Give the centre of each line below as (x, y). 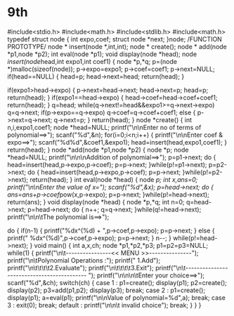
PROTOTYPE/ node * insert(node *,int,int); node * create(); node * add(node (117, 46)
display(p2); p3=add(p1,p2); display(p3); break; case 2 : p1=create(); (106, 290)
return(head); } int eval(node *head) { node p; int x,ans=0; (114, 179)
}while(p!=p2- (202, 172)
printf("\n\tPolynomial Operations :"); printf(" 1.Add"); (84, 260)
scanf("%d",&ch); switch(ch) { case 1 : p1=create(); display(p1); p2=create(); (117, 282)
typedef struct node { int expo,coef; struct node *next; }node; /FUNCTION (115, 39)
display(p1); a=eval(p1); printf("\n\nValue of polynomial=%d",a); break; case (117, 297)
